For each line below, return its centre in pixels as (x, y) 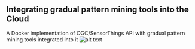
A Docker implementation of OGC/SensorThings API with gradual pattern (96, 33)
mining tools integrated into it (42, 39)
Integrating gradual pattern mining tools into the (98, 10)
